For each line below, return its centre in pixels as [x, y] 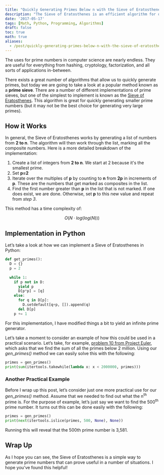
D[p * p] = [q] [31, 291]
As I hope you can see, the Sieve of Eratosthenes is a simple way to [73, 457]
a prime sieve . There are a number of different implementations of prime [78, 90]
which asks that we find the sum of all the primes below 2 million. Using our [81, 348]
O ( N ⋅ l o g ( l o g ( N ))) [82, 218]
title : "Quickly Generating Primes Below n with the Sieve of [70, 10]
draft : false [18, 28]
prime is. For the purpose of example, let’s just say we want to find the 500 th [82, 402]
